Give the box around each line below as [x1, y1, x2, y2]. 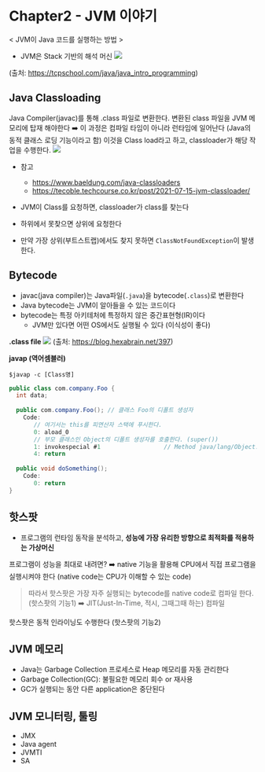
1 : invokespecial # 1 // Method [33, 443, 196, 450]
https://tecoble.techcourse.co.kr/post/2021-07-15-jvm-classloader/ [31, 186, 251, 195]
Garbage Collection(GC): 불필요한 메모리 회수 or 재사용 [20, 675, 193, 684]
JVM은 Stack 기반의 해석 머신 [20, 51, 113, 61]
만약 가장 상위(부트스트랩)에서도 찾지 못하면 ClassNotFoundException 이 [20, 235, 240, 244]
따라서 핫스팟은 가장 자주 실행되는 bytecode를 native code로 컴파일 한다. [28, 588, 254, 597]
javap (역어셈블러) [9, 353, 66, 362]
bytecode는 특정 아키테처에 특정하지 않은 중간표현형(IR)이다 [20, 310, 206, 319]
